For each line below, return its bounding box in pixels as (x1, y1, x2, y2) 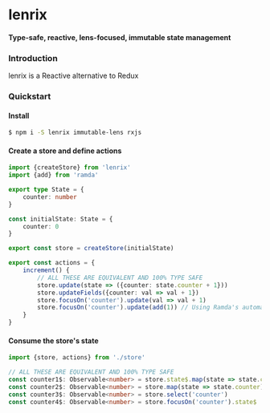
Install (8, 111, 30, 120)
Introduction (8, 52, 58, 63)
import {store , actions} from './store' (8, 354, 146, 362)
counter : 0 (22, 222, 59, 230)
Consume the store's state (8, 335, 99, 346)
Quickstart (8, 91, 51, 102)
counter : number (22, 192, 78, 201)
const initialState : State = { (8, 215, 113, 223)
